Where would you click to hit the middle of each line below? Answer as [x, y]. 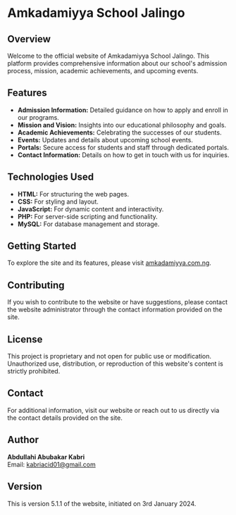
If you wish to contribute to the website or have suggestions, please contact [117, 302]
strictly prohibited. [34, 371]
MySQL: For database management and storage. [88, 224]
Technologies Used [50, 177]
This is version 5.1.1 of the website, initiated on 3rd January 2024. [102, 503]
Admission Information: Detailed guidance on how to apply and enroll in [123, 110]
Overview [29, 39]
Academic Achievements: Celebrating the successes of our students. [119, 132]
